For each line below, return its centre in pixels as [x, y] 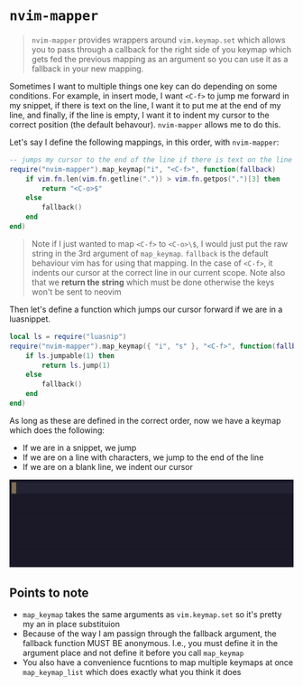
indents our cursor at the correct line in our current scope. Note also [158, 272]
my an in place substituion [71, 625]
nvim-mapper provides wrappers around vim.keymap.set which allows [158, 40]
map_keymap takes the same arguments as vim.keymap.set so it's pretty [152, 615]
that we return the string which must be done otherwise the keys [153, 282]
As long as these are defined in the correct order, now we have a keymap [145, 420]
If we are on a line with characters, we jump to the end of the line [143, 457]
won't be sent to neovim [76, 291]
